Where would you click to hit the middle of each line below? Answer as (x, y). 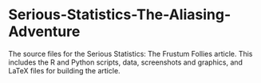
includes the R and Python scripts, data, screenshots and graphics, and (126, 62)
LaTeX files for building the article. (65, 70)
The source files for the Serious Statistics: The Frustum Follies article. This (130, 53)
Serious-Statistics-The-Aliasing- (120, 15)
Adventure (44, 32)
